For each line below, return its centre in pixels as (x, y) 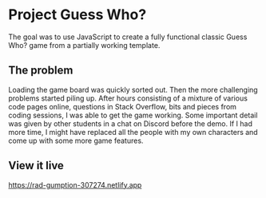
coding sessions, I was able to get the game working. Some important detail (133, 115)
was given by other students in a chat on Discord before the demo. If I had (131, 123)
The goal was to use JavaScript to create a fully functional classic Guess (128, 37)
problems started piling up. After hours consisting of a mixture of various (128, 98)
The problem (41, 71)
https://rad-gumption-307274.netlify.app (75, 184)
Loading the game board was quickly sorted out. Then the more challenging (133, 89)
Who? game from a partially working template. (84, 45)
